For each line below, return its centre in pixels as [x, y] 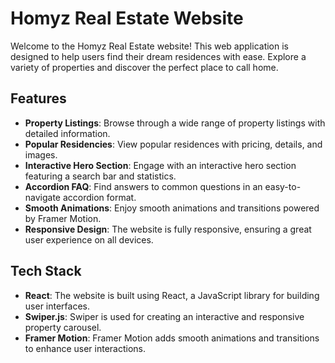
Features [38, 98]
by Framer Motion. [63, 218]
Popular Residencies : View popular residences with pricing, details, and [173, 144]
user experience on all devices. [89, 239]
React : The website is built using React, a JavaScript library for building [172, 295]
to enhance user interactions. [85, 348]
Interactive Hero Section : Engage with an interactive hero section [160, 165]
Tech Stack [46, 271]
